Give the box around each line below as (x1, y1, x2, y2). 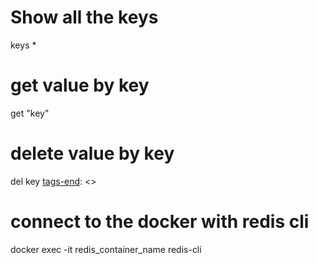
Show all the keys (10, 6, 159, 29)
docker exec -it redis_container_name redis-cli (10, 243, 202, 255)
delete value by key (10, 142, 175, 165)
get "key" (10, 107, 50, 119)
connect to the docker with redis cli (10, 211, 310, 233)
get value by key (10, 74, 150, 97)
